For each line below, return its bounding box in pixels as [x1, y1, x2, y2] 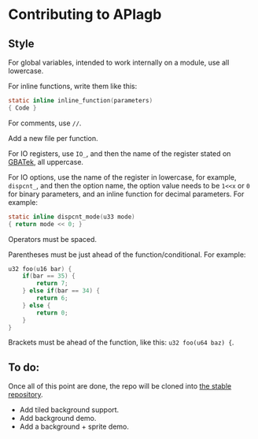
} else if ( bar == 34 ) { [22, 287, 101, 295]
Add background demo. [19, 414, 97, 423]
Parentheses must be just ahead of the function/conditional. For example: [8, 250, 246, 259]
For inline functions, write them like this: [8, 81, 138, 91]
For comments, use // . [8, 118, 82, 128]
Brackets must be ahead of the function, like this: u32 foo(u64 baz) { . [8, 337, 234, 348]
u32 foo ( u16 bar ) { [8, 265, 72, 273]
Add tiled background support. [19, 405, 120, 415]
